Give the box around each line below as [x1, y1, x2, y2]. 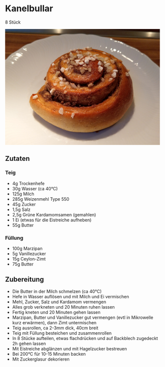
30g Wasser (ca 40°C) [12, 185, 58, 191]
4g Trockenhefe [12, 180, 45, 186]
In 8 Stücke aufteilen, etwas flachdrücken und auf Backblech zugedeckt [12, 335, 158, 341]
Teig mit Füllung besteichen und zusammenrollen [12, 330, 112, 336]
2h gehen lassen [12, 341, 46, 346]
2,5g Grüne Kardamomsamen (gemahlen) [12, 211, 96, 217]
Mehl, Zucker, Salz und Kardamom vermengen [12, 299, 107, 305]
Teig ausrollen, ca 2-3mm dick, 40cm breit [12, 325, 99, 331]
